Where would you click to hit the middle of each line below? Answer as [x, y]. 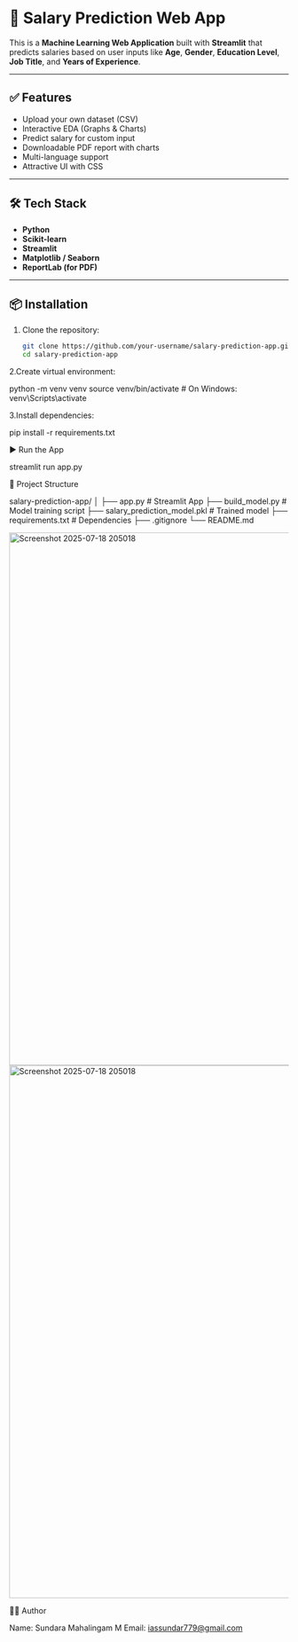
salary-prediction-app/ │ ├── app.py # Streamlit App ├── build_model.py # [148, 501]
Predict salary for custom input [78, 137]
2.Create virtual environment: [63, 372]
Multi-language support [65, 157]
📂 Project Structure [44, 484]
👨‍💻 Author [28, 1611]
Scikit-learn [44, 239]
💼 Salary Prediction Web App [118, 18]
